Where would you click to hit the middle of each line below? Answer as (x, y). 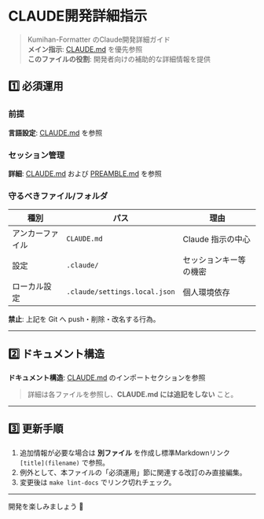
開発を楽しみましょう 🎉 (46, 506)
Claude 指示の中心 (216, 239)
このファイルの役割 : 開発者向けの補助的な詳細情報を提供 (119, 59)
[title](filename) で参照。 (64, 462)
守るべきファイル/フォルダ (58, 196)
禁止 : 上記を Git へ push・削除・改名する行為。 (84, 319)
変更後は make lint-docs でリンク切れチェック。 (97, 482)
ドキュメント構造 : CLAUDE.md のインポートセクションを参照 (107, 377)
